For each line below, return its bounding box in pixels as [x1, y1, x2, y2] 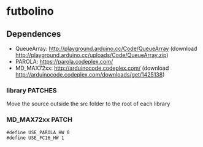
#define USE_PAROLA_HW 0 [6, 129, 70, 135]
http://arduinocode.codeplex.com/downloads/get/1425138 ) [15, 71, 165, 78]
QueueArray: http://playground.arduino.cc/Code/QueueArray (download [15, 45, 197, 52]
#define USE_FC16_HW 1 [6, 135, 64, 141]
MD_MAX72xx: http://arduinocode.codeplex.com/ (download [15, 64, 169, 72]
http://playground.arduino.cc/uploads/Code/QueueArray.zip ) [15, 51, 169, 59]
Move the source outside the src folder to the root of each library [6, 100, 170, 108]
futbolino [6, 4, 54, 18]
